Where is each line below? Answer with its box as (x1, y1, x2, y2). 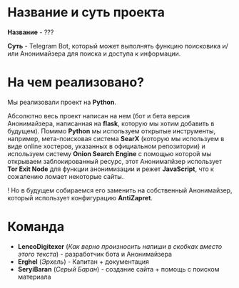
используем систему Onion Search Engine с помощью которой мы (7, 149, 212, 158)
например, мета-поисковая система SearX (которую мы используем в (7, 134, 225, 143)
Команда (7, 219, 65, 235)
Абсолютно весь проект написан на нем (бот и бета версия (7, 111, 190, 120)
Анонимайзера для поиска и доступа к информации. (20, 49, 181, 58)
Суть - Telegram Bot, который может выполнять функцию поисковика (7, 41, 221, 50)
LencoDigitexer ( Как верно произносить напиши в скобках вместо (17, 242, 223, 250)
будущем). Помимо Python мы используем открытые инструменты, (7, 126, 216, 135)
